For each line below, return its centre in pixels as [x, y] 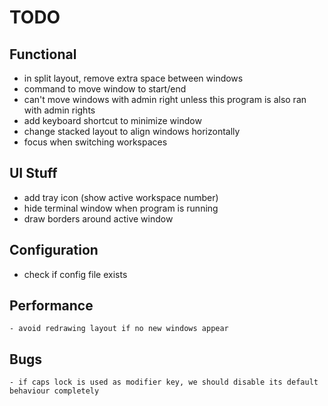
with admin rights [59, 110]
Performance [51, 306]
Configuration [54, 250]
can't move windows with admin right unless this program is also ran [165, 99]
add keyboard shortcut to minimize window [112, 120]
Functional [43, 54]
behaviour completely [54, 391]
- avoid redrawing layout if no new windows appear [119, 329]
